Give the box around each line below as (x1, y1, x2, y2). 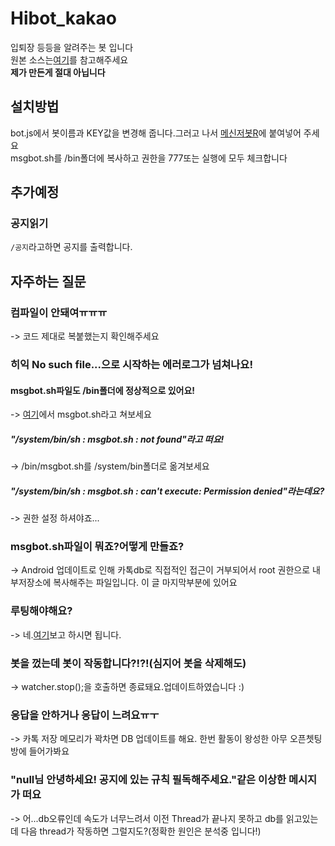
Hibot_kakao (10, 7, 118, 30)
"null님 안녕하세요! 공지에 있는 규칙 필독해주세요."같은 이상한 (10, 773, 287, 787)
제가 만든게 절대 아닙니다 (10, 66, 106, 78)
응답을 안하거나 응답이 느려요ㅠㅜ (10, 708, 160, 722)
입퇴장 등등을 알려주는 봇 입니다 (10, 41, 134, 53)
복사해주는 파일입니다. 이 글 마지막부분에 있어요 (53, 577, 238, 589)
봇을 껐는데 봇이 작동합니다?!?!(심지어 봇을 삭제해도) (10, 656, 247, 670)
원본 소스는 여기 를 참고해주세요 (10, 53, 129, 66)
